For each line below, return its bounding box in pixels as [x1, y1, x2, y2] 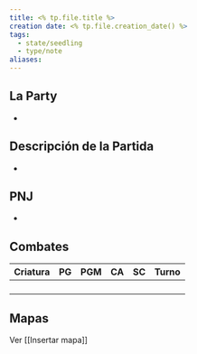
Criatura [14, 265, 51, 278]
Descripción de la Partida [9, 139, 155, 154]
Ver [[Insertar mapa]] [9, 335, 89, 346]
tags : [9, 30, 30, 39]
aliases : [9, 55, 42, 64]
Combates [9, 238, 70, 254]
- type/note [17, 47, 63, 56]
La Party [9, 88, 58, 104]
